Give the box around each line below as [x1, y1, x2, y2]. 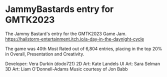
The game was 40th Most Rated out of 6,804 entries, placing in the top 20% [5, 45, 162, 51]
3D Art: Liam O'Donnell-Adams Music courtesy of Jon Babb [5, 66, 128, 72]
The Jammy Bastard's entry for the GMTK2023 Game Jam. [5, 30, 126, 36]
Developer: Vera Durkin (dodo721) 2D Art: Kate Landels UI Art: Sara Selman [5, 60, 160, 66]
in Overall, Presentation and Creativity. [5, 51, 84, 57]
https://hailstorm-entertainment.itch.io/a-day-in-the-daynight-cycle [5, 36, 144, 42]
